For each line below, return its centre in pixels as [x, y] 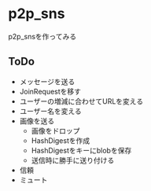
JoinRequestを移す [50, 91]
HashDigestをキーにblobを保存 [81, 150]
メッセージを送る [47, 81]
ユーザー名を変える [51, 111]
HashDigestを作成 [61, 140]
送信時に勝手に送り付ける [73, 160]
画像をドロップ [55, 130]
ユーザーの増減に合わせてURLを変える [81, 101]
